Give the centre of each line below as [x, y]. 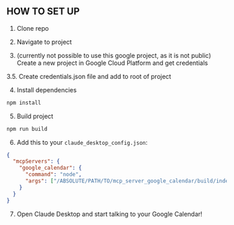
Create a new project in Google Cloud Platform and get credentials [112, 63]
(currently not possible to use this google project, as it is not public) [114, 55]
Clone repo [33, 28]
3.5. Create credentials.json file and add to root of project [89, 76]
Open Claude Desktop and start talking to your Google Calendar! [110, 214]
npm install [24, 103]
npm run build [27, 129]
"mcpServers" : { [36, 161]
